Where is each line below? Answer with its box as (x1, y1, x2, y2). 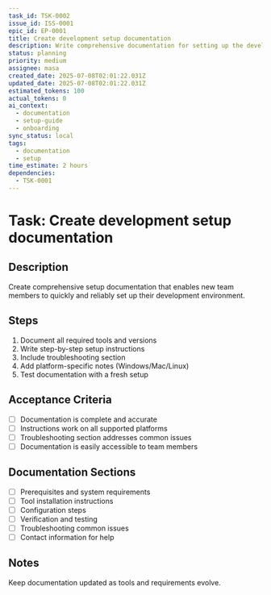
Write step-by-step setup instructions (19, 343, 145, 353)
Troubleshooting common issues (19, 523, 129, 533)
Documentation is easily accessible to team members (19, 441, 198, 451)
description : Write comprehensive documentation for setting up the (8, 42, 244, 50)
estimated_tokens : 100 (8, 86, 85, 95)
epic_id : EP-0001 (8, 27, 67, 35)
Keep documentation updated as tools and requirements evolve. (8, 577, 222, 587)
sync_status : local (8, 131, 74, 139)
